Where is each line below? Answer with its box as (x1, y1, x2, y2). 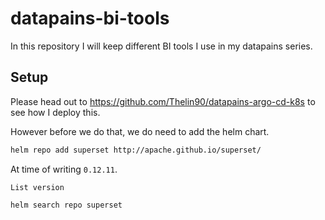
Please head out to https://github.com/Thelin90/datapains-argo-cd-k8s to (10, 95, 316, 107)
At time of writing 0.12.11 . (10, 163, 118, 175)
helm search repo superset (10, 200, 123, 210)
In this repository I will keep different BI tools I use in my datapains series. (10, 40, 313, 52)
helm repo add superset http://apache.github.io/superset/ (10, 145, 262, 155)
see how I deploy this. (10, 106, 101, 118)
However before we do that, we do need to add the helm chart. (10, 125, 270, 137)
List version (10, 182, 65, 192)
